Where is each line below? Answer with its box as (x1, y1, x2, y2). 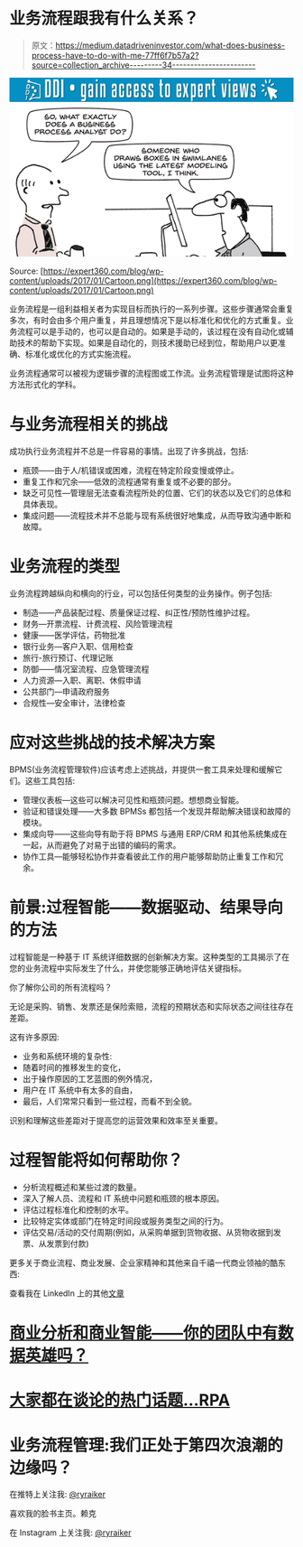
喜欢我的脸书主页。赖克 (9, 1508, 96, 1519)
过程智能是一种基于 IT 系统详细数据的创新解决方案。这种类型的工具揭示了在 (9, 952, 290, 963)
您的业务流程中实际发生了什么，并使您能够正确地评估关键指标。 (9, 963, 246, 974)
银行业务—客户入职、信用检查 (22, 641, 133, 652)
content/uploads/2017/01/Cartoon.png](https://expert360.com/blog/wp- (9, 275, 278, 286)
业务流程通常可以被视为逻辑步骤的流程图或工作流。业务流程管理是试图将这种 (9, 368, 294, 379)
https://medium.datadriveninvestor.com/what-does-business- (55, 40, 286, 51)
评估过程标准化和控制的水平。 (22, 1204, 133, 1215)
